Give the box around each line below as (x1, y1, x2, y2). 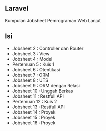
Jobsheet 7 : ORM (12, 72, 50, 78)
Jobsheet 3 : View (12, 50, 50, 57)
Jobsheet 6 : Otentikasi (12, 66, 60, 72)
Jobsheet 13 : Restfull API (12, 104, 65, 110)
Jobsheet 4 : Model (12, 56, 53, 62)
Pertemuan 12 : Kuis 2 (12, 98, 57, 104)
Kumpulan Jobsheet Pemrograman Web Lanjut (5, 17, 101, 23)
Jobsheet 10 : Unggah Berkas (12, 88, 73, 94)
